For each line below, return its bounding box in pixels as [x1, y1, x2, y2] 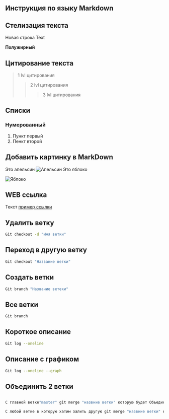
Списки [5, 106, 31, 115]
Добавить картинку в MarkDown [5, 153, 113, 162]
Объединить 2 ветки [5, 382, 74, 391]
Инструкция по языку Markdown [5, 4, 114, 13]
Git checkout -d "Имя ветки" [5, 232, 66, 237]
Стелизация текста [5, 21, 69, 30]
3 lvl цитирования [42, 92, 81, 98]
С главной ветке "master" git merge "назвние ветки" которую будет [5, 400, 147, 405]
